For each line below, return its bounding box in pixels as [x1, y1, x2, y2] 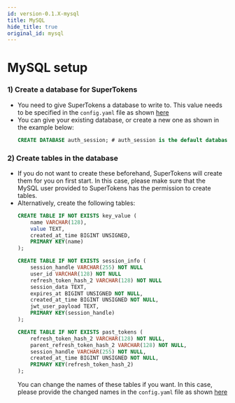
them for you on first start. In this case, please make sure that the [17, 176, 206, 185]
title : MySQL [7, 17, 45, 24]
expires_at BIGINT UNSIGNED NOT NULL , [30, 290, 143, 297]
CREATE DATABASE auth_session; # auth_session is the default [17, 136, 203, 143]
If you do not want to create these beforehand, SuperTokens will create [17, 169, 222, 177]
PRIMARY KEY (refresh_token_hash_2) [30, 361, 134, 368]
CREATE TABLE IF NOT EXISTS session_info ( [17, 257, 147, 264]
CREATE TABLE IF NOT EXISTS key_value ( [17, 212, 137, 219]
